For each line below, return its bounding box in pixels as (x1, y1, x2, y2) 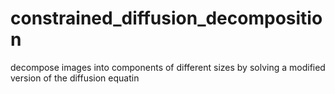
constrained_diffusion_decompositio (10, 7, 323, 30)
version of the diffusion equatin (10, 72, 140, 84)
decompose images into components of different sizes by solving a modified (10, 61, 326, 73)
